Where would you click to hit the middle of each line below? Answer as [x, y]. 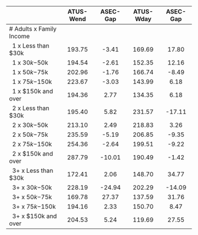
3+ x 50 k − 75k [32, 197]
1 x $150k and [32, 91]
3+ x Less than [33, 171]
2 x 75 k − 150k [32, 144]
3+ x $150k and [34, 216]
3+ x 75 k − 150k [34, 207]
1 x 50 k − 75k [30, 72]
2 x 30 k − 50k [30, 125]
